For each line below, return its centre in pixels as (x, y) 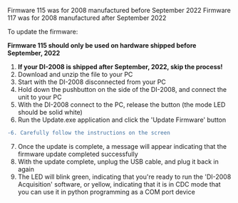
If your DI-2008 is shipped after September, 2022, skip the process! (120, 67)
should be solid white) (50, 112)
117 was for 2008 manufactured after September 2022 (87, 18)
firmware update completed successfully (78, 154)
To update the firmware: (43, 32)
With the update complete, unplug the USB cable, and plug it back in (118, 161)
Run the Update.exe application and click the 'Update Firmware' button (122, 120)
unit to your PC (40, 97)
